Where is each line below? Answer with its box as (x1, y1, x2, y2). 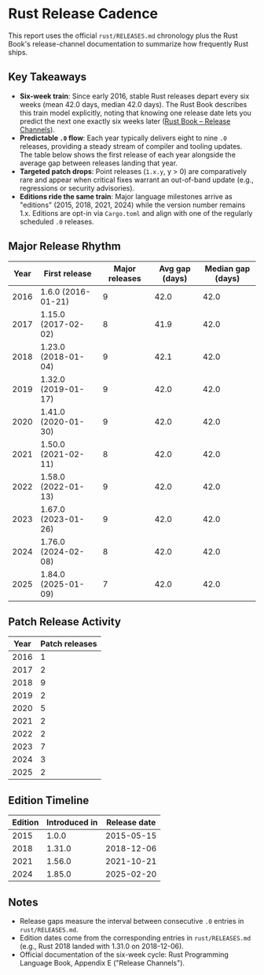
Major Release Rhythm (8, 239, 122, 253)
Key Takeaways (8, 70, 87, 83)
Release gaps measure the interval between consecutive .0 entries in (19, 917, 244, 925)
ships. (8, 47, 28, 57)
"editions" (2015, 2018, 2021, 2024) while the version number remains (19, 200, 246, 209)
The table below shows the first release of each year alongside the (19, 150, 236, 159)
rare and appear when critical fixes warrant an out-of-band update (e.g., (19, 175, 254, 184)
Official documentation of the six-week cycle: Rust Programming (19, 950, 229, 959)
